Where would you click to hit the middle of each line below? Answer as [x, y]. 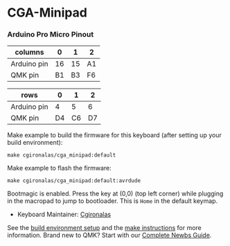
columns [29, 52]
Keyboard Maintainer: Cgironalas [64, 214]
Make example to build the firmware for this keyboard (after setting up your [114, 135]
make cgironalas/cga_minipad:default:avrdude [74, 181]
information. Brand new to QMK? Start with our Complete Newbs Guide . [109, 235]
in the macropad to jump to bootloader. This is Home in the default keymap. [113, 201]
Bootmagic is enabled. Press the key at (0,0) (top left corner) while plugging [115, 194]
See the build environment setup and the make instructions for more [105, 228]
